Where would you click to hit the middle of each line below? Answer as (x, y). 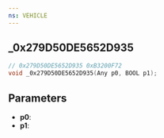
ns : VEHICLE (28, 15)
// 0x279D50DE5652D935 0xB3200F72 (65, 66)
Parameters (38, 98)
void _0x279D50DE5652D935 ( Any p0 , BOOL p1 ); (83, 73)
